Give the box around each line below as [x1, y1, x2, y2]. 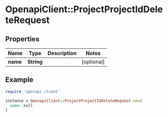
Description [47, 50, 77, 56]
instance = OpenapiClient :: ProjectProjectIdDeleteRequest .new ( [5, 98, 143, 103]
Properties [5, 35, 40, 43]
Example [5, 75, 34, 84]
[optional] [81, 58, 105, 65]
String [27, 58, 43, 65]
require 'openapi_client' [5, 89, 60, 94]
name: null [10, 103, 33, 108]
